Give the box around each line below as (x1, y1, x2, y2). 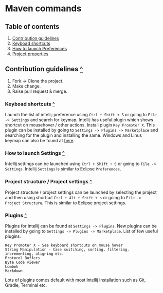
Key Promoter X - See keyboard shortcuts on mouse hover (5, 243, 123, 248)
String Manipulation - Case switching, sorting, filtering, (5, 247, 130, 252)
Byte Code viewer (5, 260, 40, 265)
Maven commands (5, 3, 82, 14)
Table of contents (5, 22, 59, 31)
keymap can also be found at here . (5, 138, 74, 144)
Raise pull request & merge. (12, 88, 68, 94)
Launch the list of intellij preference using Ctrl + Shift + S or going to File (5, 112, 157, 118)
